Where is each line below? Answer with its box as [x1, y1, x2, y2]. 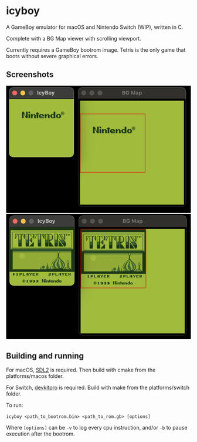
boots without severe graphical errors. [6, 52, 98, 59]
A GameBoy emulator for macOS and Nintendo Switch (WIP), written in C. [6, 24, 184, 31]
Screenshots [6, 69, 54, 80]
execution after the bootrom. [6, 430, 75, 437]
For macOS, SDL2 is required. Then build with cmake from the [6, 366, 156, 374]
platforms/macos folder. [6, 373, 64, 380]
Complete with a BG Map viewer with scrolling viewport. [6, 35, 142, 42]
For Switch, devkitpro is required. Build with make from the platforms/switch [6, 384, 189, 391]
